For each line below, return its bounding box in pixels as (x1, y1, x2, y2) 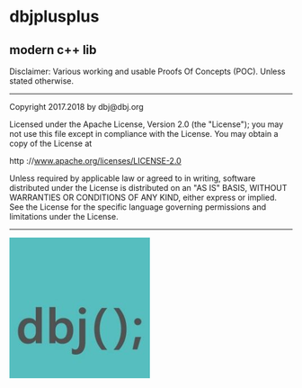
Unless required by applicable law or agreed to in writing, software (9, 173, 256, 184)
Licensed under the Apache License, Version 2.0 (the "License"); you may (9, 119, 284, 130)
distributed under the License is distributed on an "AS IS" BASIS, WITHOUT (9, 183, 288, 193)
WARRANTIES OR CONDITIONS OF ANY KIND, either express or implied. (9, 192, 277, 203)
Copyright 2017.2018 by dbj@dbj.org (9, 102, 144, 112)
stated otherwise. (9, 76, 75, 86)
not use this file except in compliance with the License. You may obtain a (9, 129, 279, 139)
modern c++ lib (9, 42, 97, 58)
